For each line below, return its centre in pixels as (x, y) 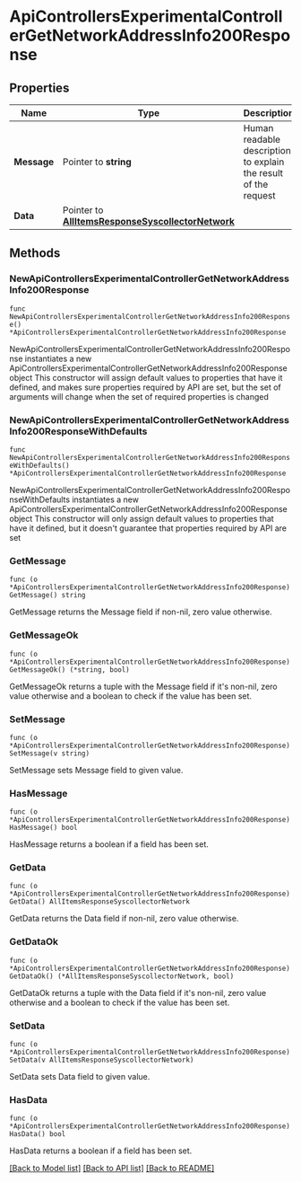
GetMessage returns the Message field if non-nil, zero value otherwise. (141, 612)
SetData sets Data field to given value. (80, 1077)
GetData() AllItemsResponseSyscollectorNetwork (100, 902)
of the (256, 184)
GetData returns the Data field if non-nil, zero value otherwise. (124, 919)
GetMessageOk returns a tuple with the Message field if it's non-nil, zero (143, 686)
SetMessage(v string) (50, 753)
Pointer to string (97, 162)
